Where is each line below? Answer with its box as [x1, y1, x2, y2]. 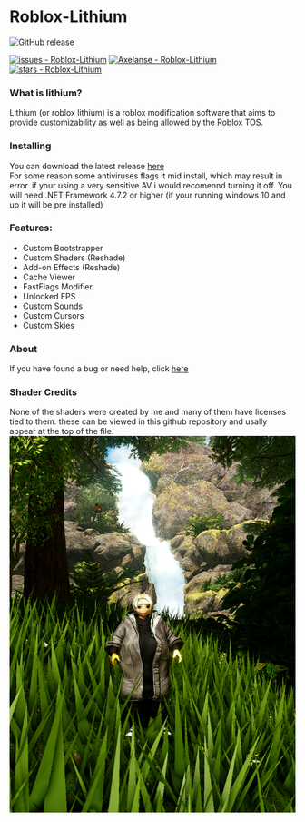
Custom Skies [22, 320, 75, 330]
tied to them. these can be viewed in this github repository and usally [9, 416, 268, 427]
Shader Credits [9, 386, 77, 399]
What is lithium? [9, 86, 83, 99]
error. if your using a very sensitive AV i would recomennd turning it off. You [9, 179, 293, 190]
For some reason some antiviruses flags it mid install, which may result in [9, 170, 283, 181]
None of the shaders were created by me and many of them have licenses [9, 407, 287, 418]
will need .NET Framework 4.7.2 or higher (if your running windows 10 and [9, 189, 286, 200]
